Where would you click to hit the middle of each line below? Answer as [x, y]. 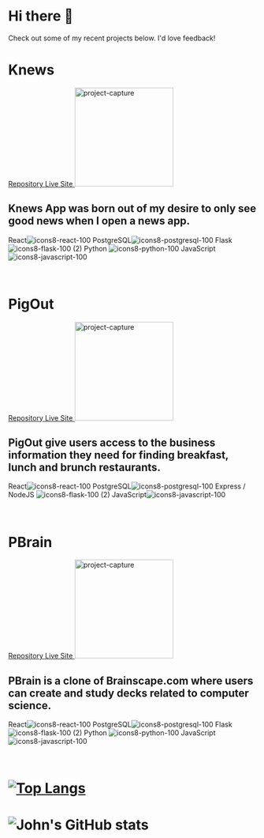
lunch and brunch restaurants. [85, 468]
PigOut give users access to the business [112, 443]
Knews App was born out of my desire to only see [132, 209]
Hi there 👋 [41, 16]
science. [30, 706]
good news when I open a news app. [99, 221]
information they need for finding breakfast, [118, 455]
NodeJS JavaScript [78, 495]
